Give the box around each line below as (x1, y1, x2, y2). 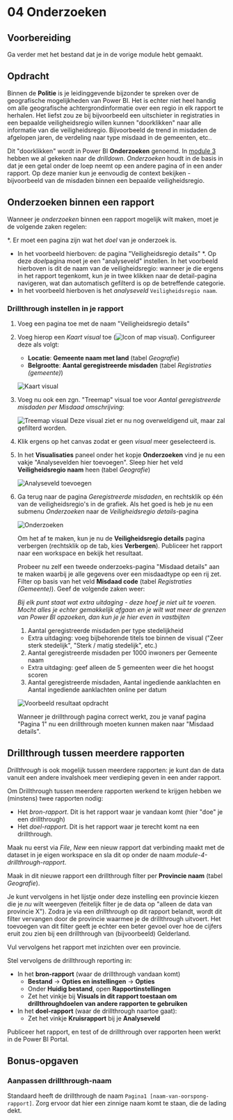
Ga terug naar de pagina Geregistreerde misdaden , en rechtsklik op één (17, 492, 223, 501)
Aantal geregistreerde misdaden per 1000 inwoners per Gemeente (27, 648, 218, 657)
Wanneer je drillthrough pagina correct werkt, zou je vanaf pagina (17, 712, 207, 721)
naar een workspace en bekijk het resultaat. (17, 549, 143, 557)
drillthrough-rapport (7, 858, 65, 866)
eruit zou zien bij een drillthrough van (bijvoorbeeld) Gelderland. (7, 929, 191, 938)
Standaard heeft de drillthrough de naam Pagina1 (7, 1091, 147, 1100)
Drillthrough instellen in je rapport (7, 303, 124, 313)
